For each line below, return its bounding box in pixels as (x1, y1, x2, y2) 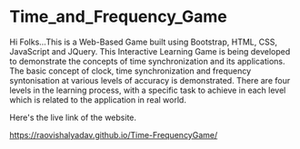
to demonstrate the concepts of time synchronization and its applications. (9, 55, 285, 66)
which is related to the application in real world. (9, 94, 186, 105)
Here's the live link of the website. (9, 112, 137, 123)
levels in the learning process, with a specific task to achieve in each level (9, 84, 286, 95)
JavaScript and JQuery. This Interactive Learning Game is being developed (9, 45, 291, 56)
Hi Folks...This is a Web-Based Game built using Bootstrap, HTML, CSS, (9, 36, 277, 47)
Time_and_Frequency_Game (9, 6, 227, 27)
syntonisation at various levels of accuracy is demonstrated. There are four (9, 74, 291, 85)
